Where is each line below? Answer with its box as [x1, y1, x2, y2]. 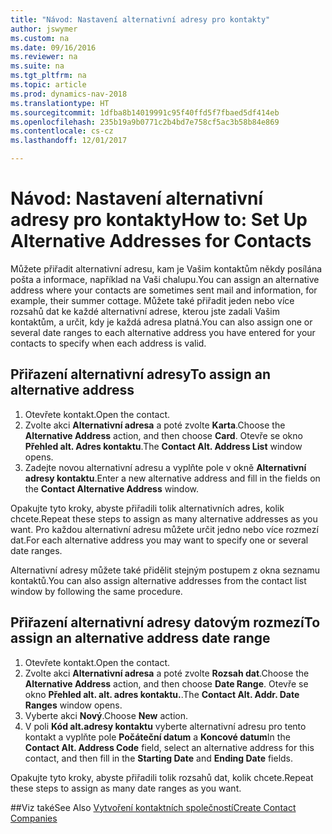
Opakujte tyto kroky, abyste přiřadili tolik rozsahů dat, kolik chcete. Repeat [10, 771, 314, 783]
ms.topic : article [10, 80, 87, 90]
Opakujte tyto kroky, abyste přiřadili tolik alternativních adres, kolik [10, 502, 285, 514]
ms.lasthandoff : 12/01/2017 [10, 136, 128, 146]
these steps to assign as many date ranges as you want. [10, 782, 242, 794]
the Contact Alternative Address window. [24, 482, 199, 495]
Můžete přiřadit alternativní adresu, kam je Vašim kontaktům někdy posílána [10, 262, 323, 275]
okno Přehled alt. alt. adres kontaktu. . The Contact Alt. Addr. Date [24, 688, 300, 700]
